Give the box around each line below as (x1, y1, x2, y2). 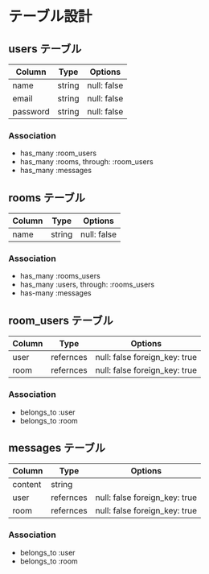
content (12, 479, 42, 490)
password (12, 106, 50, 117)
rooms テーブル (8, 191, 86, 204)
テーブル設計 (8, 7, 92, 26)
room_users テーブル (8, 313, 114, 327)
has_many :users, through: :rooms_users (19, 279, 155, 290)
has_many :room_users (19, 148, 97, 158)
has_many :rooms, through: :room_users (19, 157, 154, 167)
